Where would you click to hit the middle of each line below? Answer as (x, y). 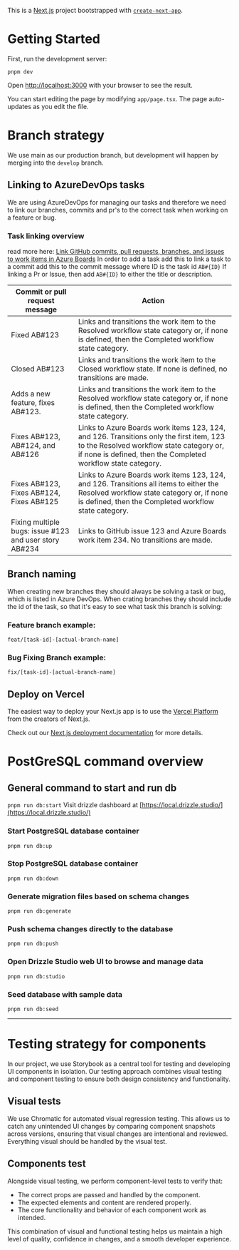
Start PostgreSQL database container (74, 831)
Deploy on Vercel (46, 694)
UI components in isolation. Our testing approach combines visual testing (115, 1071)
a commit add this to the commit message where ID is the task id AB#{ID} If (117, 266)
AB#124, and (33, 445)
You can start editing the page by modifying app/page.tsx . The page (107, 98)
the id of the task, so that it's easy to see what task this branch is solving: (115, 606)
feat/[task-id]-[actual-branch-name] (63, 640)
